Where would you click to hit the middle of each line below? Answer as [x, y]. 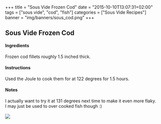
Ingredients [17, 45]
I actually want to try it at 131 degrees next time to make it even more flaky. [81, 101]
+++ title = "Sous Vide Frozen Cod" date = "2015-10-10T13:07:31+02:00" [79, 7]
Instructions [18, 68]
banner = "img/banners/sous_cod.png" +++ [50, 17]
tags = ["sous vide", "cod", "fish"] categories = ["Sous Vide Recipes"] [76, 12]
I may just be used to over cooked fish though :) [54, 106]
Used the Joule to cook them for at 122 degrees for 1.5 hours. [67, 79]
